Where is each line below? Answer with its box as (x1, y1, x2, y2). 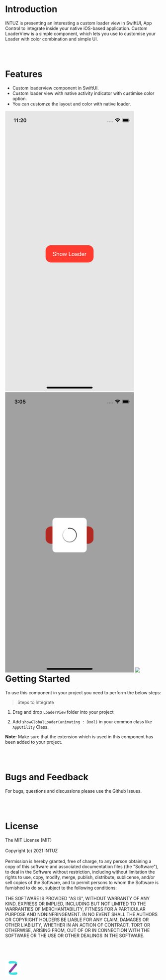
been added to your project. (5, 739, 63, 745)
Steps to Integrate (17, 699, 55, 705)
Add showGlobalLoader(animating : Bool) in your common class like (12, 718, 153, 725)
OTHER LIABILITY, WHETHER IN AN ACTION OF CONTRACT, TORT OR (5, 922, 150, 928)
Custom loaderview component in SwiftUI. (12, 85, 99, 91)
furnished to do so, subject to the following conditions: (5, 885, 117, 891)
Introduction (5, 3, 58, 15)
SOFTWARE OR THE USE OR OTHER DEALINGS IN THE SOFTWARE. (5, 933, 145, 939)
